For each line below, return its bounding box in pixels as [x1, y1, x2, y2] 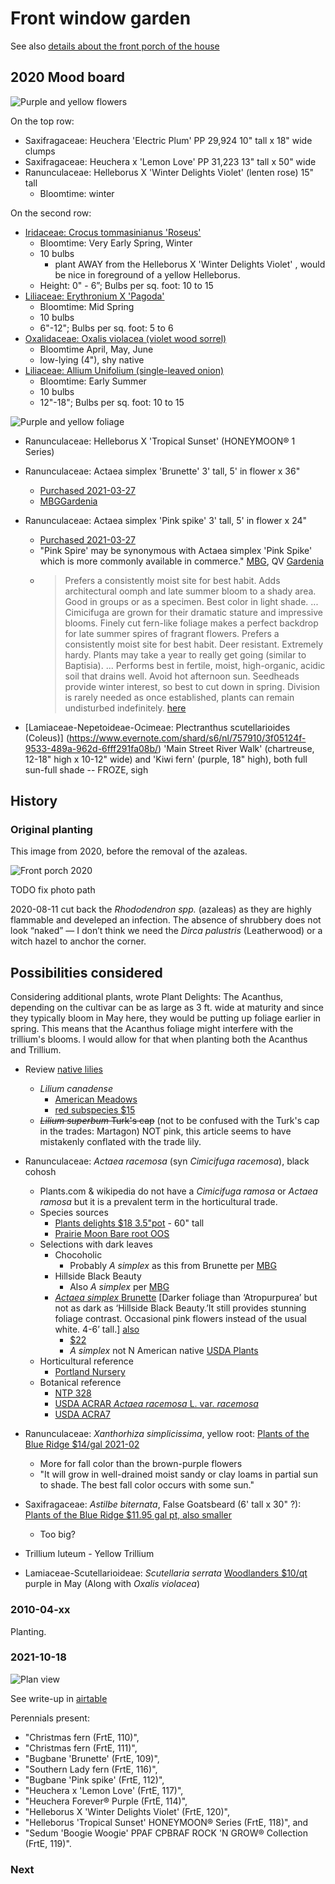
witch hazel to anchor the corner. [10, 935, 147, 947]
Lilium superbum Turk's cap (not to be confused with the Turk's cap [39, 1115, 320, 1127]
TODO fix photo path [10, 884, 96, 896]
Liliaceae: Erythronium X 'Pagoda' [24, 290, 165, 302]
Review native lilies [24, 1063, 103, 1076]
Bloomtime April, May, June [39, 343, 154, 355]
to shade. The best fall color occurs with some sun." [39, 1479, 255, 1491]
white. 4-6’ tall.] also [54, 1323, 140, 1336]
